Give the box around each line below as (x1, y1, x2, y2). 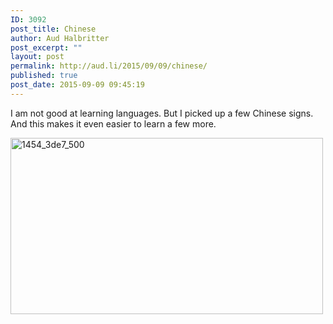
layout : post (10, 52, 65, 62)
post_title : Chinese (10, 24, 97, 34)
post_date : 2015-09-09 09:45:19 (10, 80, 145, 90)
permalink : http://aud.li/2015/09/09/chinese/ (10, 61, 208, 71)
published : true (10, 71, 78, 81)
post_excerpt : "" (10, 42, 83, 53)
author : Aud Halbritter (10, 33, 110, 43)
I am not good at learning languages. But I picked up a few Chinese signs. (10, 107, 314, 119)
